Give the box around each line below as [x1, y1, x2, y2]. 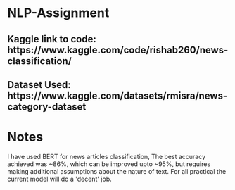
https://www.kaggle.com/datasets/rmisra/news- [7, 89, 228, 101]
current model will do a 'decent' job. [7, 175, 113, 183]
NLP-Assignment [7, 5, 110, 21]
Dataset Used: [7, 79, 72, 91]
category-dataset [7, 101, 87, 113]
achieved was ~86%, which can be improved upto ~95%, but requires [7, 160, 211, 168]
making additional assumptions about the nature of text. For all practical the [7, 167, 227, 175]
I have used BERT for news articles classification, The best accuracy [7, 152, 206, 160]
